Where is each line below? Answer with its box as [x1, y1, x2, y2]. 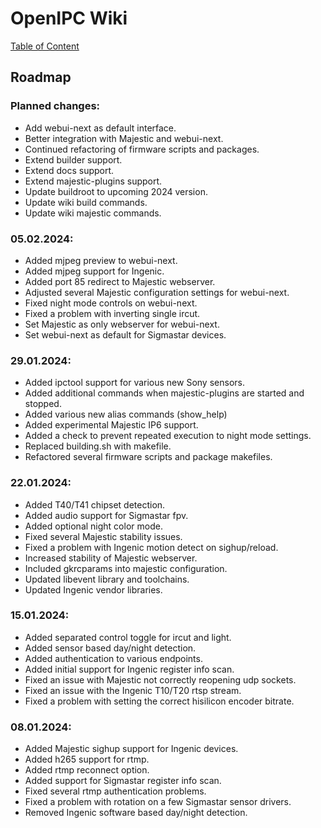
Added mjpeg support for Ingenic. [24, 265, 165, 277]
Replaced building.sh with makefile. [24, 440, 172, 452]
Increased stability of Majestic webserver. [24, 552, 198, 564]
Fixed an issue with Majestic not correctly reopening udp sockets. [24, 673, 297, 686]
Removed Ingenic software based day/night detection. [24, 807, 248, 819]
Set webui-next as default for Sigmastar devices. [24, 328, 227, 341]
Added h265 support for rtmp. [24, 753, 150, 766]
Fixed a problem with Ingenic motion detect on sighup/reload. [24, 541, 279, 553]
